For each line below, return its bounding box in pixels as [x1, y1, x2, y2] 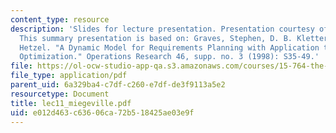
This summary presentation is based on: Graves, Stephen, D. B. [19, 33, 293, 43]
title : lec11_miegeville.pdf [10, 98, 132, 108]
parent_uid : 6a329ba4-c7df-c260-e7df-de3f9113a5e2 [10, 80, 226, 90]
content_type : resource [10, 14, 110, 25]
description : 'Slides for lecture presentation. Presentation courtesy [10, 24, 315, 34]
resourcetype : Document [10, 89, 110, 99]
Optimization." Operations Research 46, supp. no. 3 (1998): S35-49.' [19, 52, 320, 62]
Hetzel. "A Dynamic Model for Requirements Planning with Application [19, 42, 320, 53]
